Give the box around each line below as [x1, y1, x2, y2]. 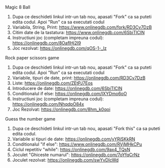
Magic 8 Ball [5, 4, 31, 10]
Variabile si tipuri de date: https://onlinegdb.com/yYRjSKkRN [12, 136, 135, 142]
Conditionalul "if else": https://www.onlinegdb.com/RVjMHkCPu [12, 141, 142, 147]
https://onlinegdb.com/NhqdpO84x [12, 101, 84, 107]
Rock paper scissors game [5, 55, 59, 61]
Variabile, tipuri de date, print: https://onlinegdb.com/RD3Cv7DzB [12, 75, 146, 81]
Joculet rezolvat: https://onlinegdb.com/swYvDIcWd [12, 157, 119, 163]
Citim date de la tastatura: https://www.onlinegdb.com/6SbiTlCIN [12, 30, 145, 35]
